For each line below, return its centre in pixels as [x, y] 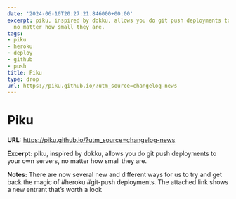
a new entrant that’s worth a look [55, 190]
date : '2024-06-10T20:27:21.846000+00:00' [70, 14]
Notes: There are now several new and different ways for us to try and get [115, 175]
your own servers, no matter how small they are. [77, 161]
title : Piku [25, 72]
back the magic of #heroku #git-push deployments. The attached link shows [118, 182]
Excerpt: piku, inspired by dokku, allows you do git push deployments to [112, 154]
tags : [15, 33]
